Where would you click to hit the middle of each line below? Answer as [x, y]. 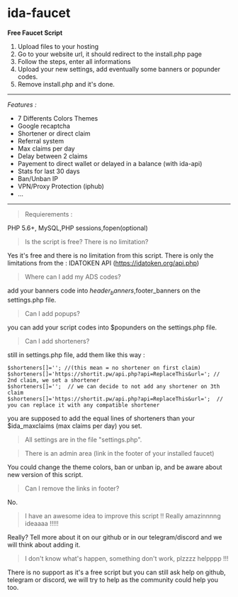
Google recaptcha [44, 126]
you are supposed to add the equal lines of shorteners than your [101, 418]
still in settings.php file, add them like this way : [76, 355]
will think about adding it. [44, 544]
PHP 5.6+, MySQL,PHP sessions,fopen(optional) [78, 228]
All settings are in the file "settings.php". [83, 439]
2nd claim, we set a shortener [53, 380]
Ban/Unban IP [38, 178]
